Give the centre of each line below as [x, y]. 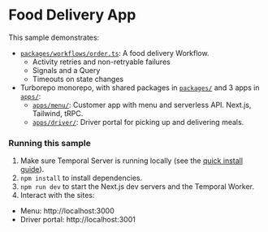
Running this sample [50, 143]
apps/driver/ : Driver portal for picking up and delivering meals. [138, 122]
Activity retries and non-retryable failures [101, 62]
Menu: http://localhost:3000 [67, 211]
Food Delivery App [72, 15]
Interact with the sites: [57, 195]
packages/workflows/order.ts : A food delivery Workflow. [115, 53]
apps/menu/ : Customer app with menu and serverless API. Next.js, [142, 105]
